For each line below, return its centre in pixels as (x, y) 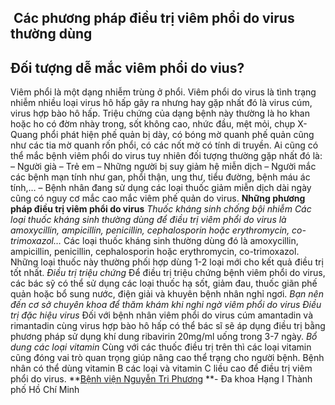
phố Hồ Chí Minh (45, 390)
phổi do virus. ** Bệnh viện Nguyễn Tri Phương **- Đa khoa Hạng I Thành (161, 379)
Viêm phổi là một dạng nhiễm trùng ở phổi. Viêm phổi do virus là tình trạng (163, 92)
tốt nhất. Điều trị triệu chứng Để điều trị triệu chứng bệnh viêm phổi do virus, (168, 273)
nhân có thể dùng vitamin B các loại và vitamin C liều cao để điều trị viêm (161, 368)
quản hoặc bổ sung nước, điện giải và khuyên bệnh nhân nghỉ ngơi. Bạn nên (167, 294)
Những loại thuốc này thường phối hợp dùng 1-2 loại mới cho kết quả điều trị (167, 262)
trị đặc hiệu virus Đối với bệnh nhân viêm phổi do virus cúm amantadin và (162, 315)
